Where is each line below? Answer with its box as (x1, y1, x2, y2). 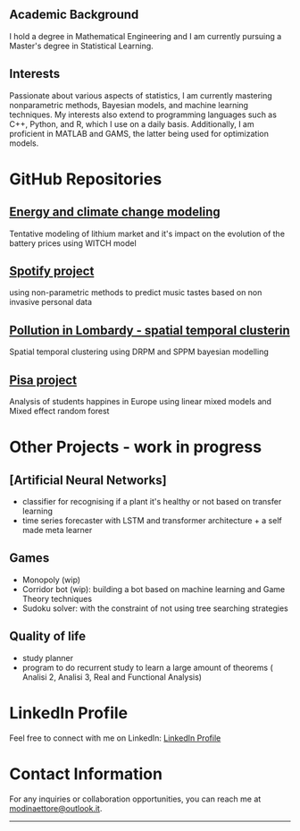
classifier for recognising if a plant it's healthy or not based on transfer (21, 496, 282, 507)
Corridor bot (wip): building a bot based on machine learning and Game (21, 583, 286, 594)
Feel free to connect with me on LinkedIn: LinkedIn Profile (9, 733, 221, 743)
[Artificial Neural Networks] (9, 472, 167, 488)
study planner (21, 652, 74, 663)
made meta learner (21, 525, 93, 536)
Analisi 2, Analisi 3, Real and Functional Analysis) (21, 671, 203, 683)
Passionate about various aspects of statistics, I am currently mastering (9, 89, 272, 101)
